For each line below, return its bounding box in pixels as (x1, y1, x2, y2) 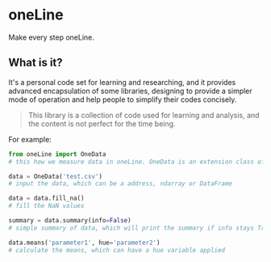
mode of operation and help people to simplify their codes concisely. (8, 95, 237, 104)
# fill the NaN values (8, 202, 85, 210)
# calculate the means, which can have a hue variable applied (8, 246, 226, 254)
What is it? (8, 56, 63, 70)
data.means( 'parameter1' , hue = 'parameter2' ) (8, 239, 161, 247)
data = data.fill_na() (8, 194, 85, 203)
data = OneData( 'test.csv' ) (8, 172, 103, 180)
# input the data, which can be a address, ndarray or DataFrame (8, 180, 232, 188)
